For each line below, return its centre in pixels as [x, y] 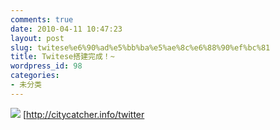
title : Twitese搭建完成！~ [62, 57]
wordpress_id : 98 [46, 66]
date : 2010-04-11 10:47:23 [66, 29]
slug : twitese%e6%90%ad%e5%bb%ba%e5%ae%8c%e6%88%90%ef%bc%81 [140, 47]
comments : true [42, 19]
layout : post [37, 38]
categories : [35, 76]
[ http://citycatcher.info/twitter [83, 114]
